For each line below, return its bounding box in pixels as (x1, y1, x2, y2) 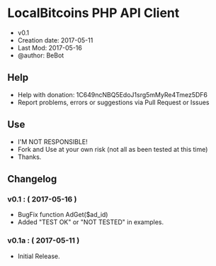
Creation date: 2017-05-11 (17, 35, 93, 44)
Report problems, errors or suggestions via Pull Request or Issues (17, 98, 210, 106)
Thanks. (17, 153, 42, 161)
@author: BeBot (17, 51, 64, 60)
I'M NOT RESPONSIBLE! (17, 137, 89, 146)
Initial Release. (17, 252, 60, 260)
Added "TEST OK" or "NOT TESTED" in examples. (17, 218, 164, 226)
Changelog (7, 172, 57, 185)
